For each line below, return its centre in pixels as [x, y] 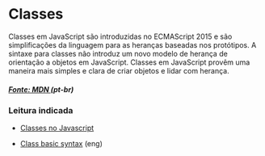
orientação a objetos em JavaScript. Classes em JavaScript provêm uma [129, 62]
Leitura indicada [41, 110]
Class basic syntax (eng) [61, 144]
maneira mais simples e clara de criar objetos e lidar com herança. [119, 70]
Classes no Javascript [57, 128]
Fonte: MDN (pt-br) [41, 89]
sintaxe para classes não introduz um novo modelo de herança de [118, 53]
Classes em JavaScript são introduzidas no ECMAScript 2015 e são [120, 36]
